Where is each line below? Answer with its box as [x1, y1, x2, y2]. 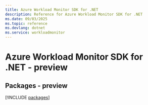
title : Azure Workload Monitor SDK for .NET [5, 7, 99, 12]
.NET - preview [5, 62, 68, 73]
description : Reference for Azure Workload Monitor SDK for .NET [5, 12, 143, 17]
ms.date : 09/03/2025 [5, 16, 48, 21]
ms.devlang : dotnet [5, 26, 46, 31]
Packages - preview [5, 81, 68, 90]
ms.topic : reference [5, 21, 48, 26]
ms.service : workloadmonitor [5, 30, 65, 35]
